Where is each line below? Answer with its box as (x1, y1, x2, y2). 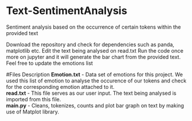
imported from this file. (6, 95, 61, 103)
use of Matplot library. (6, 108, 60, 115)
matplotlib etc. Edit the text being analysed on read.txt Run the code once (6, 47, 184, 54)
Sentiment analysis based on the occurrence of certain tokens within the (6, 23, 181, 30)
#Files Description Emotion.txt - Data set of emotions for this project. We (6, 71, 183, 78)
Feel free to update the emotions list (6, 60, 93, 67)
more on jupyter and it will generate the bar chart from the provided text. (6, 53, 181, 60)
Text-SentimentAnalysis (6, 4, 128, 18)
